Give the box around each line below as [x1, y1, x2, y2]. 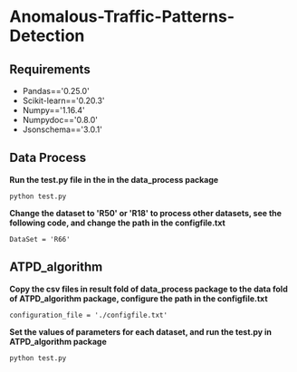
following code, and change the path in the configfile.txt [9, 217, 226, 228]
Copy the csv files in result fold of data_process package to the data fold [9, 283, 288, 294]
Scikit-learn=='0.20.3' [22, 95, 106, 106]
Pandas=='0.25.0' [22, 86, 91, 96]
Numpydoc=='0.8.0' [22, 115, 98, 125]
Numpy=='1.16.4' [22, 105, 85, 115]
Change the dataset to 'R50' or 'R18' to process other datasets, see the [9, 207, 283, 218]
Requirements [9, 62, 91, 77]
